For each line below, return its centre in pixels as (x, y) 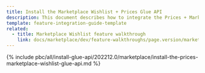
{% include (20, 57)
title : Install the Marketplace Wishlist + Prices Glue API (85, 12)
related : (17, 29)
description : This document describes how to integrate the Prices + (97, 17)
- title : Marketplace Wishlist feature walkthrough (79, 34)
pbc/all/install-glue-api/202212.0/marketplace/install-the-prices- (117, 57)
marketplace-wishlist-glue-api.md (49, 63)
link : (24, 40)
